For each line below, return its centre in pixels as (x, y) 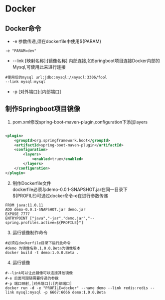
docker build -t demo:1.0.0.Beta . (42, 252)
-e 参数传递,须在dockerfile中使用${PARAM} (57, 41)
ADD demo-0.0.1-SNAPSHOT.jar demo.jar (45, 209)
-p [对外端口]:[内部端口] (37, 91)
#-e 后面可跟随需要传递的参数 (32, 278)
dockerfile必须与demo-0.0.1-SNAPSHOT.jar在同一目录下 (70, 189)
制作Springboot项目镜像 (43, 109)
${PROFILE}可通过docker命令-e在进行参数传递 (60, 195)
